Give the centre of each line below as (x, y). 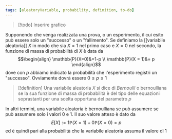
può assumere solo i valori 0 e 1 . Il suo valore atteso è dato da (71, 114)
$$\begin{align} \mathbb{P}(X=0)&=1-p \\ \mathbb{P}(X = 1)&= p (86, 59)
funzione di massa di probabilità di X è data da (54, 51)
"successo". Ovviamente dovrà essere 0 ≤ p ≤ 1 (56, 78)
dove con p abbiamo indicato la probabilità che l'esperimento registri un (81, 72)
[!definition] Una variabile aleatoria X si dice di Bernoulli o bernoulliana (92, 88)
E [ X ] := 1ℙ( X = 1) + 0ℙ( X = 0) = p (86, 122)
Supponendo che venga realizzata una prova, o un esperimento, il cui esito (84, 34)
